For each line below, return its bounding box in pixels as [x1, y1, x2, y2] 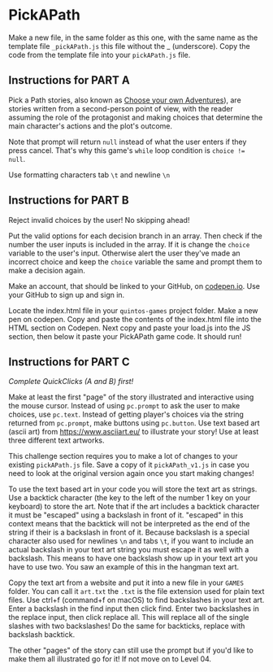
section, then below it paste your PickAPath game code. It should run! [8, 331, 242, 341]
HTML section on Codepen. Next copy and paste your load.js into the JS [8, 323, 251, 333]
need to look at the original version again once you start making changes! [8, 469, 254, 478]
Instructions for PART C [8, 355, 130, 369]
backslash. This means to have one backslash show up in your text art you [8, 553, 258, 563]
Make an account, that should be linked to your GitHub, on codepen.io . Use [8, 281, 261, 290]
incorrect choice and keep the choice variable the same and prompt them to [8, 256, 262, 266]
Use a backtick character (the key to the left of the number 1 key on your [8, 493, 251, 503]
